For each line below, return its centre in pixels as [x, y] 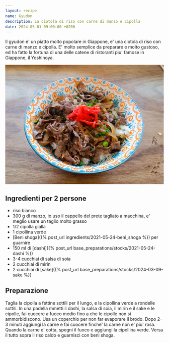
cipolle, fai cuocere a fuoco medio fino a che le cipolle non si [68, 314]
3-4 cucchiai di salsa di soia [41, 259]
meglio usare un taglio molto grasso [50, 221]
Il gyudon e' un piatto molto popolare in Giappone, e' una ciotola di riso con [83, 42]
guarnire [21, 243]
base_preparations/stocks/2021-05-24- [114, 248]
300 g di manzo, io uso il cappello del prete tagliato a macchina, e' [81, 216]
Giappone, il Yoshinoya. [30, 58]
